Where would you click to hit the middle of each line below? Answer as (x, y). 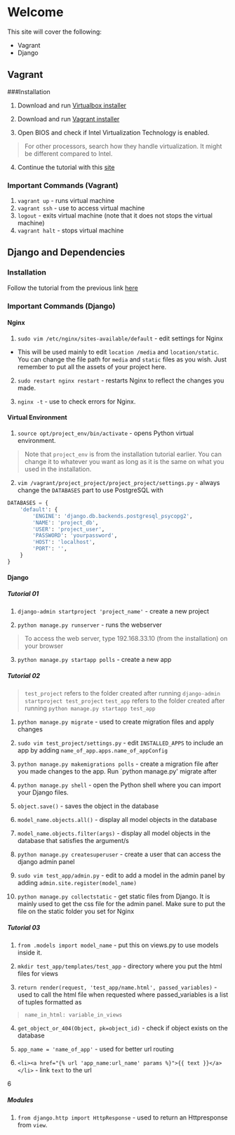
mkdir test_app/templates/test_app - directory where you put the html (120, 967)
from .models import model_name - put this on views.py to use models (118, 945)
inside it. (29, 953)
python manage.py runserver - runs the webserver (90, 625)
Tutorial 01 (23, 593)
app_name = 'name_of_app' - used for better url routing (95, 1049)
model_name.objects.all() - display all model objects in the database (117, 820)
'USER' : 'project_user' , (69, 529)
